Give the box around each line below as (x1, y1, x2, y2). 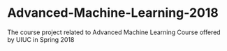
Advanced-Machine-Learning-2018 (7, 5, 219, 21)
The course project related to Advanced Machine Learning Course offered (7, 28, 221, 36)
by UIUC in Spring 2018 (7, 35, 75, 43)
